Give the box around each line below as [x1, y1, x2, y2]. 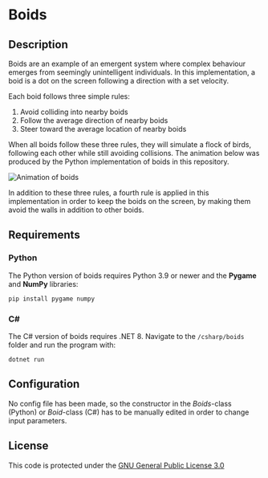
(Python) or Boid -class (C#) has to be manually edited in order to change [8, 407, 250, 417]
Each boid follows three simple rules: [8, 92, 131, 101]
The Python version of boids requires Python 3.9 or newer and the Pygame [8, 271, 257, 280]
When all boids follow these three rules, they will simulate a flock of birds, [8, 140, 252, 149]
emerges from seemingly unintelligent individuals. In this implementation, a [8, 67, 255, 77]
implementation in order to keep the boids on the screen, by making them [8, 197, 251, 206]
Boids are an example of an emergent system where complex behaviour [8, 59, 246, 68]
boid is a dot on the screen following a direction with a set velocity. [8, 76, 229, 85]
